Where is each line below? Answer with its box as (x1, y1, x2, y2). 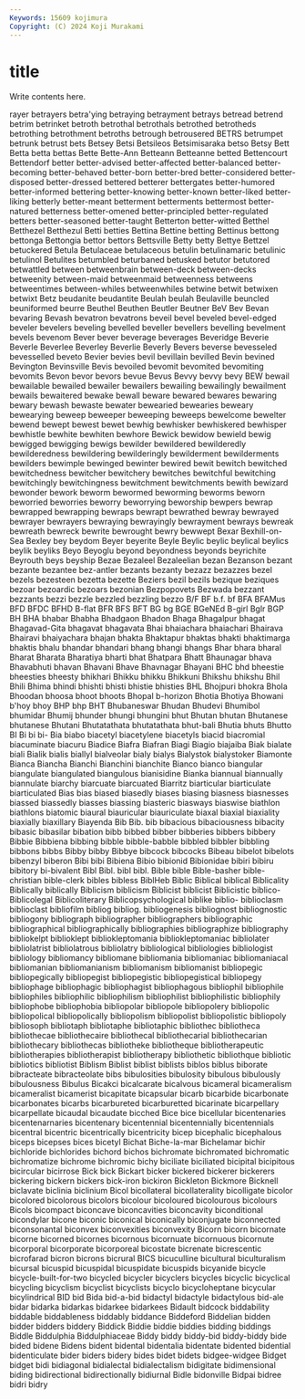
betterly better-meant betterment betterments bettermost (31, 196, 248, 207)
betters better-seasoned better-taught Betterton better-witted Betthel (9, 215, 270, 226)
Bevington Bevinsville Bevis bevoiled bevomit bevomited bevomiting (9, 361, 264, 372)
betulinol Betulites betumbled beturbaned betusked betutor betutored (9, 255, 270, 266)
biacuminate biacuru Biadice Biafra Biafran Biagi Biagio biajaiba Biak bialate (9, 739, 292, 750)
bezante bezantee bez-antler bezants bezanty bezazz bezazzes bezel (9, 565, 273, 576)
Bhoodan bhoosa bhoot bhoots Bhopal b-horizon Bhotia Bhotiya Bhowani (9, 691, 284, 702)
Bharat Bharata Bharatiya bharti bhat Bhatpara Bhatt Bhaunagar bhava (9, 652, 272, 663)
